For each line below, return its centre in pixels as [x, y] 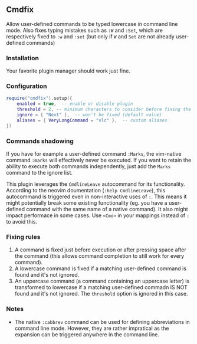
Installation [23, 58]
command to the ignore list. [39, 172]
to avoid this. [22, 221]
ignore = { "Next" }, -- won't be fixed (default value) [89, 115]
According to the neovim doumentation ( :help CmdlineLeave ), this [86, 190]
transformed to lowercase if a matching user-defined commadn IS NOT [101, 287]
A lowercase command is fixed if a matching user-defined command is [101, 268]
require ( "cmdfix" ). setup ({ [39, 99]
